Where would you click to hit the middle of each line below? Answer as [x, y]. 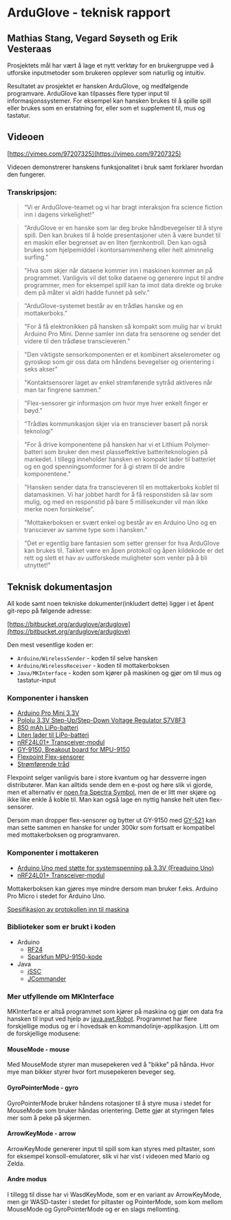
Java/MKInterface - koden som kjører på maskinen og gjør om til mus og [119, 673]
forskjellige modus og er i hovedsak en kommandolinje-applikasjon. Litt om [113, 1026]
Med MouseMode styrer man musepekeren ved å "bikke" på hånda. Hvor [111, 1065]
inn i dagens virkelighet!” [59, 214]
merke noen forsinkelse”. [59, 509]
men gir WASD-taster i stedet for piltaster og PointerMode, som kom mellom [115, 1201]
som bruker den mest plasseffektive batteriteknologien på [126, 452]
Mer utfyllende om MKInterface [61, 996]
